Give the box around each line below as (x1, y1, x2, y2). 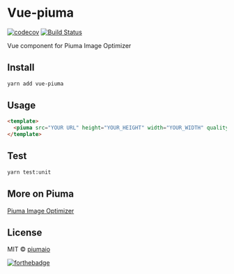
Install (7, 61, 35, 74)
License (7, 227, 42, 238)
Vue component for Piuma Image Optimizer (7, 41, 132, 50)
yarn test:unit (7, 169, 52, 176)
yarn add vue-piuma (7, 80, 64, 87)
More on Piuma (7, 188, 75, 200)
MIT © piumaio (7, 245, 51, 254)
